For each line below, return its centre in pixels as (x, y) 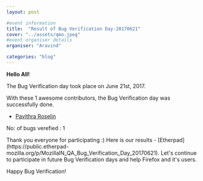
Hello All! (18, 74)
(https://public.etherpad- (38, 146)
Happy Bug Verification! (36, 171)
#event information (31, 23)
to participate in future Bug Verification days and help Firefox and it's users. (102, 159)
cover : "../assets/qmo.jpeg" (43, 34)
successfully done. (30, 104)
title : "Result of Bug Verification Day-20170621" (73, 29)
